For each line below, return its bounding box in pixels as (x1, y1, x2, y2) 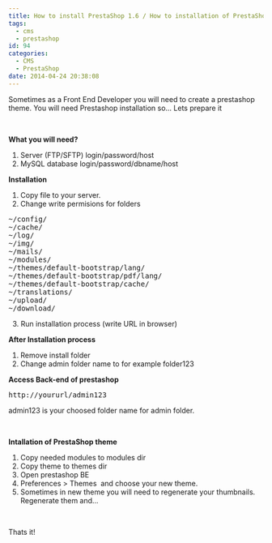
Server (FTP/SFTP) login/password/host (19, 150, 155, 160)
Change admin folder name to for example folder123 (19, 358, 194, 369)
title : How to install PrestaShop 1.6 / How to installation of (8, 11, 230, 20)
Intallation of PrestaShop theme (8, 437, 117, 447)
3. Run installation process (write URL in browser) (11, 319, 178, 328)
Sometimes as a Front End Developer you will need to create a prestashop (8, 94, 255, 104)
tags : (8, 19, 27, 28)
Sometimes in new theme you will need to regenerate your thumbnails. (19, 487, 256, 497)
